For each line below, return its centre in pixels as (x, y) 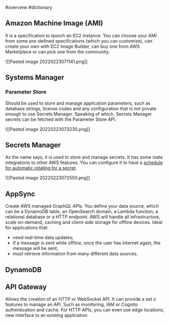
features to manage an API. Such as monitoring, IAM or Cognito (72, 305)
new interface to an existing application (46, 315)
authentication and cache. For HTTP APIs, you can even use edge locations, (85, 310)
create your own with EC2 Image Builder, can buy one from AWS (73, 46)
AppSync (20, 194)
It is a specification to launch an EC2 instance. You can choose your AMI (81, 36)
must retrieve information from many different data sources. (75, 254)
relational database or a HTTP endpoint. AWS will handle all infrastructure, (83, 217)
